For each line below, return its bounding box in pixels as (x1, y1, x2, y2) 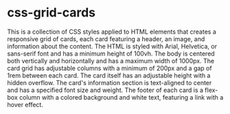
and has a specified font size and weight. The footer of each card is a (7, 86, 204, 94)
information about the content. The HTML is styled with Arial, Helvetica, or (7, 42, 218, 50)
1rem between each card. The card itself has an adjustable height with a (7, 71, 211, 80)
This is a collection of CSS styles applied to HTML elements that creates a (7, 27, 216, 36)
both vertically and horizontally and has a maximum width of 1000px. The (7, 56, 215, 65)
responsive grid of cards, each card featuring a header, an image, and (7, 34, 205, 43)
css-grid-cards (7, 5, 96, 21)
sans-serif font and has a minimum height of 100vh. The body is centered (7, 49, 215, 58)
